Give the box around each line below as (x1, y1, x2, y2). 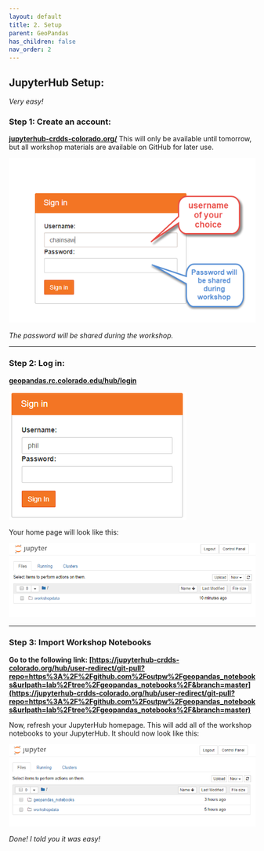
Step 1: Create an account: (9, 116, 112, 127)
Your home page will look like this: (9, 527, 119, 537)
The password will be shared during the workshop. (9, 331, 174, 341)
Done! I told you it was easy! (9, 834, 101, 843)
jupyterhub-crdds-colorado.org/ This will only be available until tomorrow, (9, 134, 252, 144)
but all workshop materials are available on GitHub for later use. (9, 142, 214, 152)
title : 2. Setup (9, 20, 62, 29)
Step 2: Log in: (9, 358, 65, 369)
